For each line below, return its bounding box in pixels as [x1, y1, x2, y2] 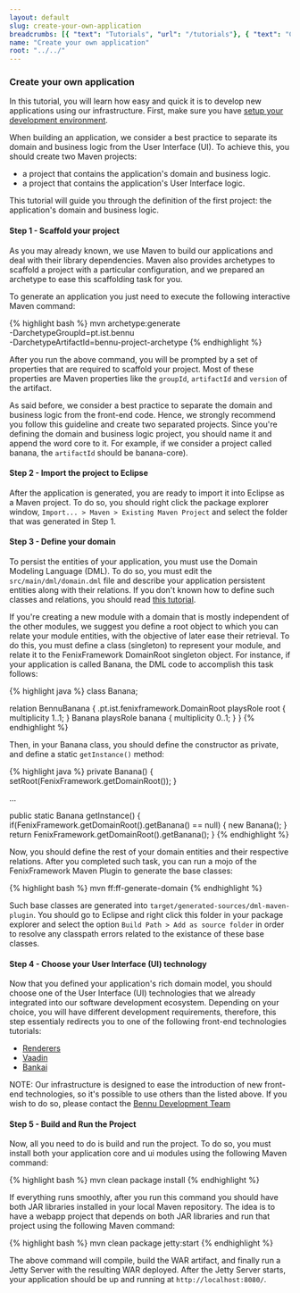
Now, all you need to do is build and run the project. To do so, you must [9, 1139, 271, 1149]
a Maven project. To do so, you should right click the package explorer [9, 496, 270, 507]
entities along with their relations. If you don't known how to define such [9, 585, 275, 596]
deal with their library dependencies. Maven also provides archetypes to [9, 254, 276, 265]
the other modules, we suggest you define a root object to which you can [9, 621, 279, 632]
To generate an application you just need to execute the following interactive [9, 291, 291, 302]
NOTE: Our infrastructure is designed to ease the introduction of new [9, 1080, 263, 1090]
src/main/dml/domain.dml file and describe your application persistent [9, 575, 266, 586]
